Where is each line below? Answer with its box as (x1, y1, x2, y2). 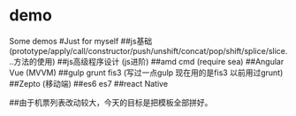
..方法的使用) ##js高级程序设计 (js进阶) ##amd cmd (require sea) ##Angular (9, 56, 285, 66)
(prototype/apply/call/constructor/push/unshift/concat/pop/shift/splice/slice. (9, 45, 288, 56)
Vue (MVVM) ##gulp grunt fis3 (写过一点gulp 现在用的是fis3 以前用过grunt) (9, 67, 284, 78)
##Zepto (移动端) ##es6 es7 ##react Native (9, 78, 169, 89)
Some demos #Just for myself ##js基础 (9, 35, 153, 46)
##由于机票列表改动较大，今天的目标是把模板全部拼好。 (9, 97, 213, 107)
